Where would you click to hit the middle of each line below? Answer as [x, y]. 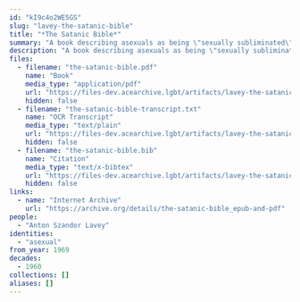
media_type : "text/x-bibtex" [79, 167]
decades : [25, 259]
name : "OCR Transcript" [70, 117]
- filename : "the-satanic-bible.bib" [87, 150]
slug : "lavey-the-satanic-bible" [71, 26]
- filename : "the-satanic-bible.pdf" [87, 68]
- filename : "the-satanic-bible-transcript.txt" [109, 109]
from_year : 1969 [39, 250]
